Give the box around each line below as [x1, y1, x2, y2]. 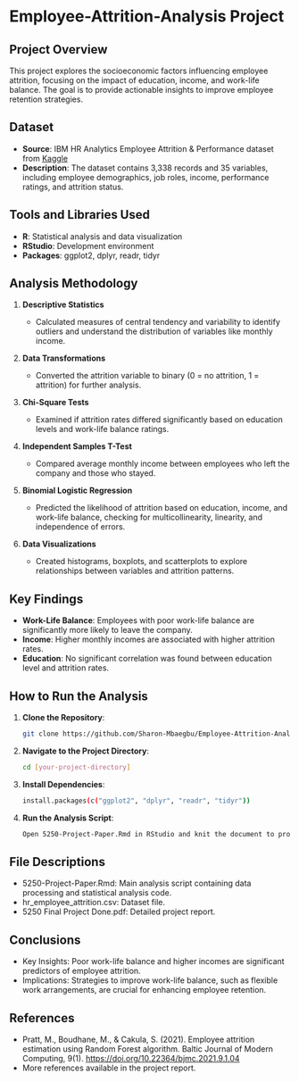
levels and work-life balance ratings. [35, 424, 170, 435]
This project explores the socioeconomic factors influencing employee [9, 65, 269, 76]
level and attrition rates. [21, 662, 110, 673]
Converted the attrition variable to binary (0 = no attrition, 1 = [35, 370, 260, 381]
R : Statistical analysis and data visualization [21, 230, 183, 242]
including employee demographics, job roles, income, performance [21, 171, 270, 182]
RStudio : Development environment [21, 240, 154, 251]
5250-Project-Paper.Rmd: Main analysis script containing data [21, 878, 252, 889]
